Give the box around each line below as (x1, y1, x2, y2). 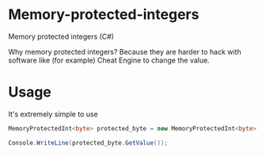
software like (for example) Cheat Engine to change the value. (8, 55, 210, 65)
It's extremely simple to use (8, 109, 99, 119)
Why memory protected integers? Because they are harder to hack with (8, 47, 241, 56)
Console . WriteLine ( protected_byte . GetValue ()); (8, 138, 169, 147)
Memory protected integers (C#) (8, 32, 115, 41)
